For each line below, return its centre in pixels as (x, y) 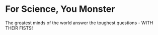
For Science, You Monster (60, 9)
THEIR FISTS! (19, 28)
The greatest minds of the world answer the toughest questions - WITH (79, 23)
